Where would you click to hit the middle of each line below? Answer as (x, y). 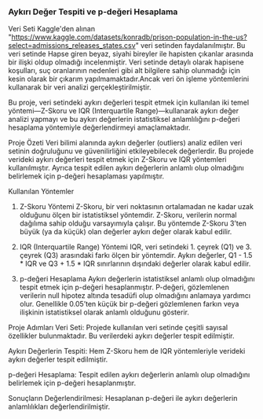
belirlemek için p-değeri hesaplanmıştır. (72, 383)
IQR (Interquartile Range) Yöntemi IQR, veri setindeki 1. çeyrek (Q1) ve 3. (135, 247)
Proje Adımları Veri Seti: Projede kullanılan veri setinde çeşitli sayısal (118, 328)
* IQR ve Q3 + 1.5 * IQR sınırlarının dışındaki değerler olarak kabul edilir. (135, 264)
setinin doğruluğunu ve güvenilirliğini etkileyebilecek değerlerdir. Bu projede (131, 151)
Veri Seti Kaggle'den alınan (52, 29)
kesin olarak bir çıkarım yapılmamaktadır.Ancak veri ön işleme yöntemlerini (129, 79)
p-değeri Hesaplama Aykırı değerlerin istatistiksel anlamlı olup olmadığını (137, 279)
